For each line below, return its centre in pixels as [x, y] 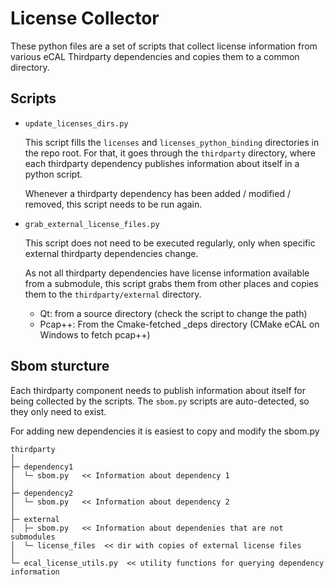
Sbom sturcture [60, 366]
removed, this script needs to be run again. [113, 204]
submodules [33, 537]
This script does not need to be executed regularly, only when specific [170, 243]
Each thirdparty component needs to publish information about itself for [158, 390]
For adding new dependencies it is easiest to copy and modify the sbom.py [165, 431]
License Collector [85, 18]
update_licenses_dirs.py [76, 123]
